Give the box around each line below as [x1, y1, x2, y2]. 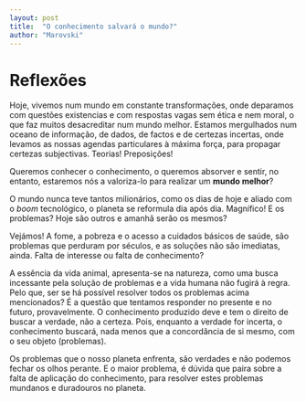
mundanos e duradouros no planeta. [9, 383, 146, 394]
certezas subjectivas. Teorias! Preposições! [9, 148, 174, 160]
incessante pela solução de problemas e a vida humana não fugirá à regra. [9, 278, 290, 289]
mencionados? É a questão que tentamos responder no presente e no [9, 297, 272, 308]
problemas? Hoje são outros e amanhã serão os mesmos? [9, 213, 227, 224]
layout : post [9, 13, 59, 23]
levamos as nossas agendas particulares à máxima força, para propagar [9, 139, 281, 150]
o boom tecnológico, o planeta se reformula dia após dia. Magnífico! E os [9, 203, 285, 215]
